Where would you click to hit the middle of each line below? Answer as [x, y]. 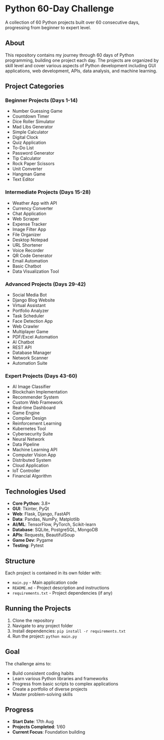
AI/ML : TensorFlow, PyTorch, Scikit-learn [54, 524]
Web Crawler [26, 326]
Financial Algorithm [32, 476]
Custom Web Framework [38, 402]
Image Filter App [29, 229]
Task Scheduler [28, 316]
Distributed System [32, 460]
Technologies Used [35, 492]
